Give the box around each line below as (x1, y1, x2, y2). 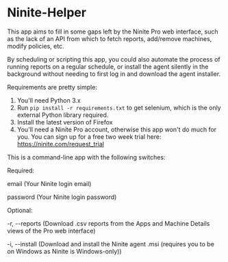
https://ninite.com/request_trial (16, 140, 105, 148)
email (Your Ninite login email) (7, 179, 92, 187)
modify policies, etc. (7, 42, 64, 50)
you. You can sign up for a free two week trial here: (16, 132, 162, 141)
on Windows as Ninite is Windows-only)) (7, 247, 122, 255)
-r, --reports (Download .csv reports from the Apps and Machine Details (7, 219, 210, 227)
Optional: (7, 206, 33, 214)
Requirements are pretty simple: (7, 83, 98, 91)
